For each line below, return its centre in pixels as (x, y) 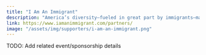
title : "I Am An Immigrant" (42, 12)
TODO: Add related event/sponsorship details (64, 46)
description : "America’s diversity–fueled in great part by (85, 18)
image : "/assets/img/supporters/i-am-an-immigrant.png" (79, 29)
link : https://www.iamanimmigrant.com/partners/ (70, 23)
